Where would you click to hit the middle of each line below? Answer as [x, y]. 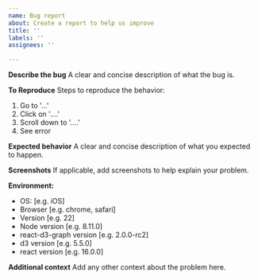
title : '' [25, 30]
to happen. [26, 155]
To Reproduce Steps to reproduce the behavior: [87, 90]
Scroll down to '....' [50, 122]
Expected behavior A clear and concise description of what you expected [129, 146]
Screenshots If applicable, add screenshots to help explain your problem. [129, 170]
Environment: [31, 186]
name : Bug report [37, 16]
